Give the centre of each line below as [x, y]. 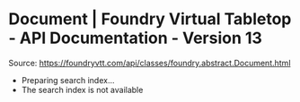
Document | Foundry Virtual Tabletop [150, 19]
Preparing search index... [68, 80]
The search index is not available [82, 89]
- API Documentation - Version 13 [135, 38]
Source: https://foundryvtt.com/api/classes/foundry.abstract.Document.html [150, 63]
